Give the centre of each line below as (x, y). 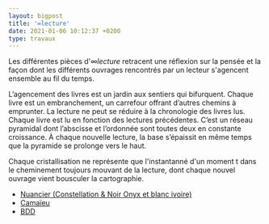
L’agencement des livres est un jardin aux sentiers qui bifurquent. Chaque (131, 95)
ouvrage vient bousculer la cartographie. (76, 179)
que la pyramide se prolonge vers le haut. (78, 146)
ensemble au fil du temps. (51, 78)
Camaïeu (35, 203)
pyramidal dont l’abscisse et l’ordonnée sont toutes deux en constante (125, 129)
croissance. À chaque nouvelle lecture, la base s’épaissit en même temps (130, 137)
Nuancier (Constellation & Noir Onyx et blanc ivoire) (106, 194)
